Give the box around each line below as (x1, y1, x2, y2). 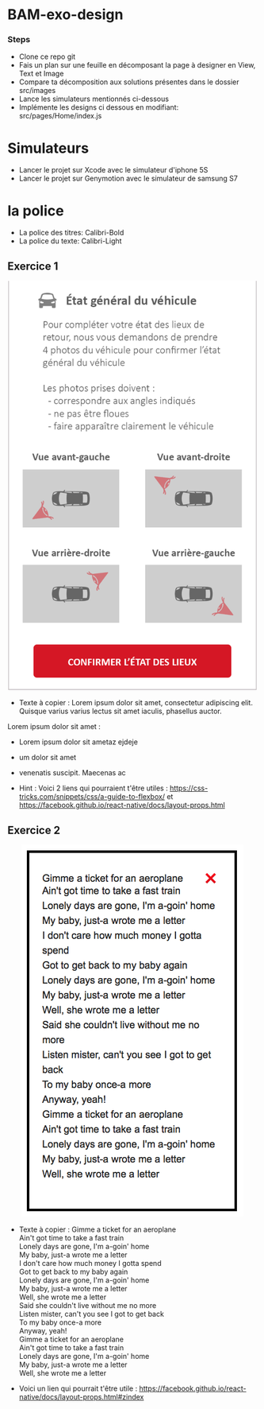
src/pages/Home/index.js (18, 111, 102, 121)
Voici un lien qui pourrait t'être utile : (18, 1384, 138, 1393)
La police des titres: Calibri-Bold (18, 228, 124, 238)
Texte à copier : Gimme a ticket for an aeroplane (18, 1225, 176, 1234)
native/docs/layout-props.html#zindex (18, 1392, 144, 1402)
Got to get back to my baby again (18, 1267, 128, 1277)
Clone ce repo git (18, 52, 76, 61)
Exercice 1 (7, 259, 59, 273)
